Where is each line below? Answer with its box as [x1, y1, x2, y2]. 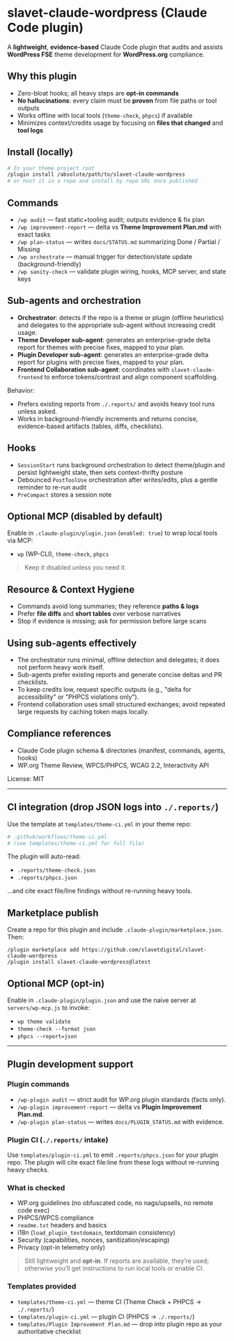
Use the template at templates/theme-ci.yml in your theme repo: [7, 819, 192, 828]
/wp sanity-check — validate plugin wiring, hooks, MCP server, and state [17, 267, 226, 275]
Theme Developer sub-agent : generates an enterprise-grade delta [17, 335, 211, 344]
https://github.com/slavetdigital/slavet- [81, 946, 208, 953]
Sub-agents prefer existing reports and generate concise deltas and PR [17, 671, 222, 679]
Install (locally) [7, 146, 73, 158]
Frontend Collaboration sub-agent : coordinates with [17, 365, 170, 374]
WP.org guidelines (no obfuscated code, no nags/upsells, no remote [17, 1199, 214, 1207]
